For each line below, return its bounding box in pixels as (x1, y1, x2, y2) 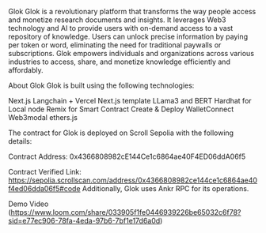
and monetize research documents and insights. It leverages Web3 (8, 15, 226, 24)
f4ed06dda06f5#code (8, 184, 81, 193)
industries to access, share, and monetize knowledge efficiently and (8, 57, 231, 66)
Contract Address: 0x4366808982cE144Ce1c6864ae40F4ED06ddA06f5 (8, 152, 246, 161)
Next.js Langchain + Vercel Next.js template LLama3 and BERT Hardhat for (8, 96, 252, 105)
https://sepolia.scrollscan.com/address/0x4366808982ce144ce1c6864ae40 (8, 175, 258, 185)
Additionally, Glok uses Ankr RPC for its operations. (82, 184, 249, 193)
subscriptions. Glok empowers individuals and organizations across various (8, 49, 255, 58)
